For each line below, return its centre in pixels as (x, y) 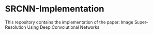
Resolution (16, 27)
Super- (141, 22)
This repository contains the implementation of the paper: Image (69, 22)
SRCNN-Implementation (55, 9)
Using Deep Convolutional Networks (63, 27)
